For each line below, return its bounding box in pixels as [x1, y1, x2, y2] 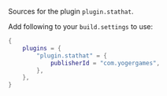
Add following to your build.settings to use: [8, 22, 154, 31]
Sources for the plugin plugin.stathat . [8, 7, 134, 16]
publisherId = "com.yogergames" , [50, 59, 160, 67]
